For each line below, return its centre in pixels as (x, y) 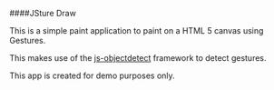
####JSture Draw (43, 13)
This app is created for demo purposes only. (92, 75)
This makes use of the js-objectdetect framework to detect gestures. (138, 58)
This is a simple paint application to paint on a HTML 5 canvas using (137, 30)
